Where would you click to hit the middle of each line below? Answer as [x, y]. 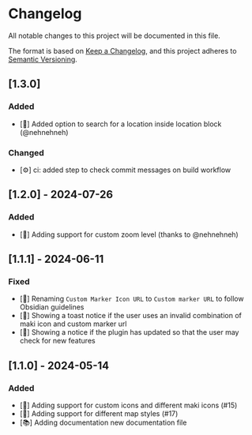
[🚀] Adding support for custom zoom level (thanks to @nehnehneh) [129, 234]
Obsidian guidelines [52, 307]
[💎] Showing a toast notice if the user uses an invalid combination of [131, 316]
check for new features [58, 341]
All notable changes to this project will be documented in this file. [115, 36]
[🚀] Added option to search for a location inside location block [120, 124]
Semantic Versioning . [43, 59]
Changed [26, 152]
